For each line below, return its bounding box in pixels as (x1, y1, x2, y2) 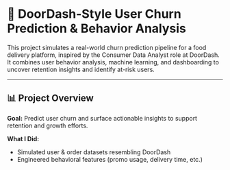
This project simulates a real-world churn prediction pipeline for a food (7, 43, 207, 51)
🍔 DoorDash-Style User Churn (7, 6, 181, 22)
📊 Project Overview (7, 93, 94, 104)
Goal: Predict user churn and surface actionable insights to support (7, 114, 197, 122)
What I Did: (7, 134, 40, 143)
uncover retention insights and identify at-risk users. (7, 65, 155, 73)
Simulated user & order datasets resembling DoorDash (16, 147, 171, 156)
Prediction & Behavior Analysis (7, 21, 187, 36)
